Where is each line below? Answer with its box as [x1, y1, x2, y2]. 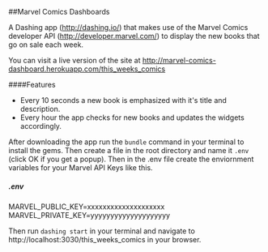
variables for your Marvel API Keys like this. [8, 163, 153, 173]
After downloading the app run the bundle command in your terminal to [8, 137, 245, 147]
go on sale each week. [8, 40, 83, 49]
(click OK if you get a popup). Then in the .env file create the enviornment [8, 154, 254, 164]
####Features [8, 80, 56, 89]
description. [19, 105, 61, 113]
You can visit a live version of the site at [8, 56, 141, 65]
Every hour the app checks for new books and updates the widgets [19, 113, 245, 122]
